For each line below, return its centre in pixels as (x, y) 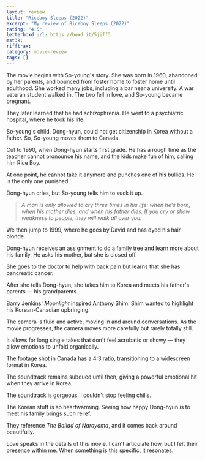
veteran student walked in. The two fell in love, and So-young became (95, 94)
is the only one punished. (38, 181)
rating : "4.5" (24, 29)
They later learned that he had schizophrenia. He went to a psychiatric (95, 113)
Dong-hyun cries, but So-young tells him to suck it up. (75, 193)
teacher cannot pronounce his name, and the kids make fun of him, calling (100, 156)
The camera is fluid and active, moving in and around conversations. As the (102, 322)
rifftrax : (19, 47)
